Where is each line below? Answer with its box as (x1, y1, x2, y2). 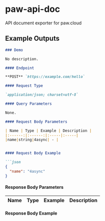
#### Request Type (5, 83, 43, 88)
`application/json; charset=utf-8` (5, 92, 79, 97)
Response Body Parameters (5, 184, 64, 190)
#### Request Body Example (5, 150, 61, 156)
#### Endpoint (5, 66, 35, 71)
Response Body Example (5, 210, 57, 217)
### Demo (5, 47, 23, 53)
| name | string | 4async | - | (5, 138, 58, 143)
